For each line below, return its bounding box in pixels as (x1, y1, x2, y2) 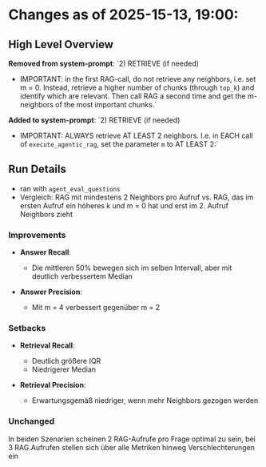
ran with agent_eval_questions (19, 183, 121, 193)
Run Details (8, 163, 66, 176)
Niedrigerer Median (31, 364, 97, 374)
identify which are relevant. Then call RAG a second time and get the (19, 91, 246, 101)
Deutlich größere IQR (31, 356, 101, 366)
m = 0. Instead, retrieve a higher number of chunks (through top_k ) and (19, 83, 255, 92)
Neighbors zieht (19, 209, 73, 219)
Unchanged (8, 416, 55, 427)
